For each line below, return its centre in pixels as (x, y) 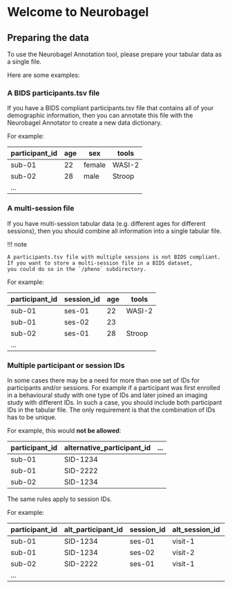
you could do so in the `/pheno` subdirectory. (77, 269)
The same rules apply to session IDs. (60, 499)
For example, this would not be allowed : (64, 430)
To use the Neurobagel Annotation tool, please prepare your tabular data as (115, 54)
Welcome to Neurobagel (78, 12)
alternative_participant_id (107, 448)
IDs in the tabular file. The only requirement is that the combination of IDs (111, 410)
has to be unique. (32, 417)
